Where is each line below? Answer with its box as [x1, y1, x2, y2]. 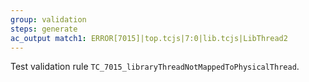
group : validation [10, 14, 87, 25]
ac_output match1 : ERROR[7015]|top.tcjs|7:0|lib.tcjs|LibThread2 [10, 33, 288, 43]
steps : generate [10, 24, 78, 34]
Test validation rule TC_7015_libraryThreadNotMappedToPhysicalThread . [10, 61, 300, 73]
